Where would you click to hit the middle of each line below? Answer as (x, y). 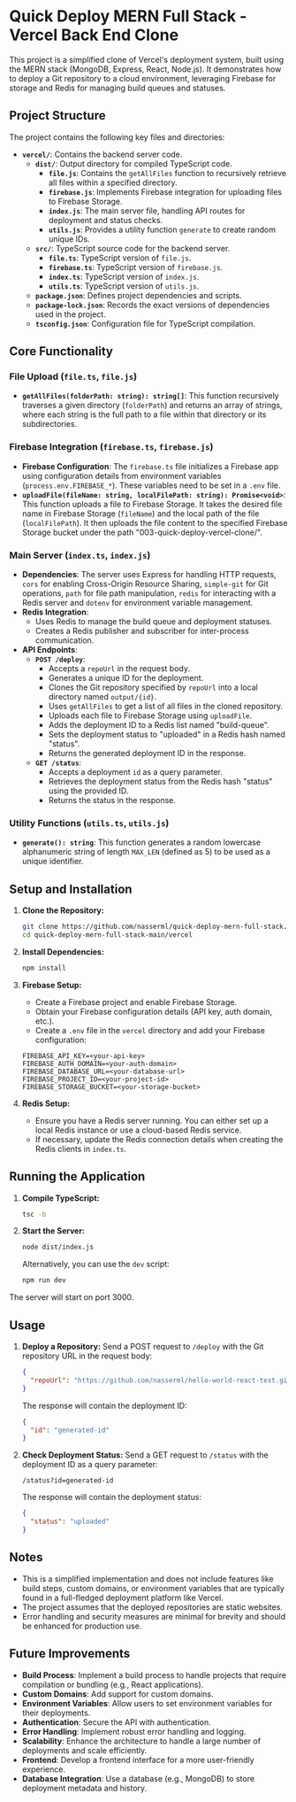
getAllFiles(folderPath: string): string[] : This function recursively (151, 396)
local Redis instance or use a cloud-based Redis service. (138, 1130)
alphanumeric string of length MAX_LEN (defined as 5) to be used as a (146, 852)
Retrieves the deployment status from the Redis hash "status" (160, 782)
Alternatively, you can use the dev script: (95, 1264)
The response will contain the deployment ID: (104, 1405)
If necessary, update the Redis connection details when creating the (159, 1139)
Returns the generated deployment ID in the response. (147, 754)
